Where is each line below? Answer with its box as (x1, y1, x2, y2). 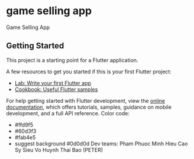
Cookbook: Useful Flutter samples (14, 86, 98, 93)
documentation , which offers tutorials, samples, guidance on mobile (6, 103, 172, 111)
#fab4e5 (14, 134, 36, 141)
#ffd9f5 (14, 121, 34, 128)
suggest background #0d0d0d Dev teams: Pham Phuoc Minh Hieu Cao (14, 140, 188, 147)
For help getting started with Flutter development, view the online (6, 97, 166, 104)
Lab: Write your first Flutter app (14, 79, 92, 86)
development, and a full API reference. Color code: (6, 109, 130, 116)
